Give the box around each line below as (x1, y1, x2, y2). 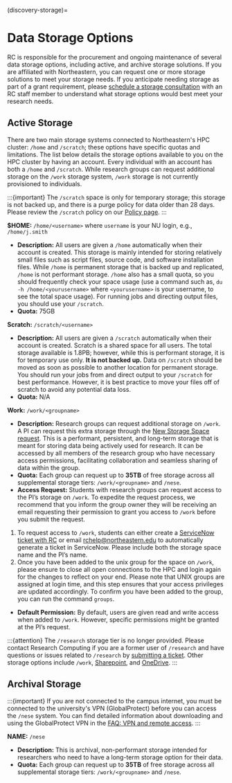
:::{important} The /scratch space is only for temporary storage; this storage (7, 193, 226, 201)
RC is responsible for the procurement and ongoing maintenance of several (7, 53, 222, 61)
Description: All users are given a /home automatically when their (17, 240, 203, 249)
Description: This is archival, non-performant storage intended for (17, 746, 208, 754)
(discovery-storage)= (7, 6, 68, 14)
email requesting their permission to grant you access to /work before (17, 507, 216, 516)
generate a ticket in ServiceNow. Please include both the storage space (17, 543, 222, 551)
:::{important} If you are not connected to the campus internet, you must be (7, 696, 222, 705)
